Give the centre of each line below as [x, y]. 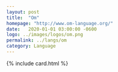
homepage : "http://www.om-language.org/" [60, 23]
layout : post [23, 12]
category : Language [31, 46]
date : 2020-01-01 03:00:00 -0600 [52, 29]
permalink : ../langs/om [37, 40]
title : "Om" [23, 18]
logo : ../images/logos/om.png [45, 35]
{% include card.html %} [37, 63]
